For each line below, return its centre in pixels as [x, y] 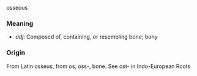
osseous [17, 8]
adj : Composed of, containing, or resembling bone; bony [86, 37]
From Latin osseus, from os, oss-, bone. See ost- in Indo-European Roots [98, 66]
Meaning [20, 23]
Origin [16, 53]
